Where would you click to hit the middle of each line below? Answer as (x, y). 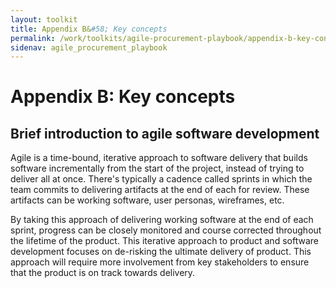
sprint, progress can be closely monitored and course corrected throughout (166, 230)
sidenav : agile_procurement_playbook (89, 47)
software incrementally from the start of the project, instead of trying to (157, 168)
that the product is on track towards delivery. (103, 273)
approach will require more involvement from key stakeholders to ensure (160, 262)
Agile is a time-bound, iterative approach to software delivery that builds (159, 158)
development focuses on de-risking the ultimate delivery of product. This (161, 252)
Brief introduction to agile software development (165, 133)
